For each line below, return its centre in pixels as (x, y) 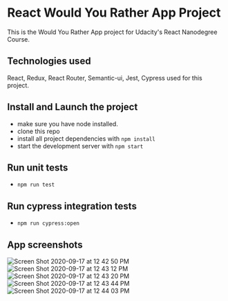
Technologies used (49, 61)
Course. (18, 39)
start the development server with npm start (80, 146)
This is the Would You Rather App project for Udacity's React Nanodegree (112, 32)
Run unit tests (38, 167)
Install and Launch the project (73, 107)
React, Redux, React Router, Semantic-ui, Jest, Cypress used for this (105, 78)
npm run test (36, 185)
